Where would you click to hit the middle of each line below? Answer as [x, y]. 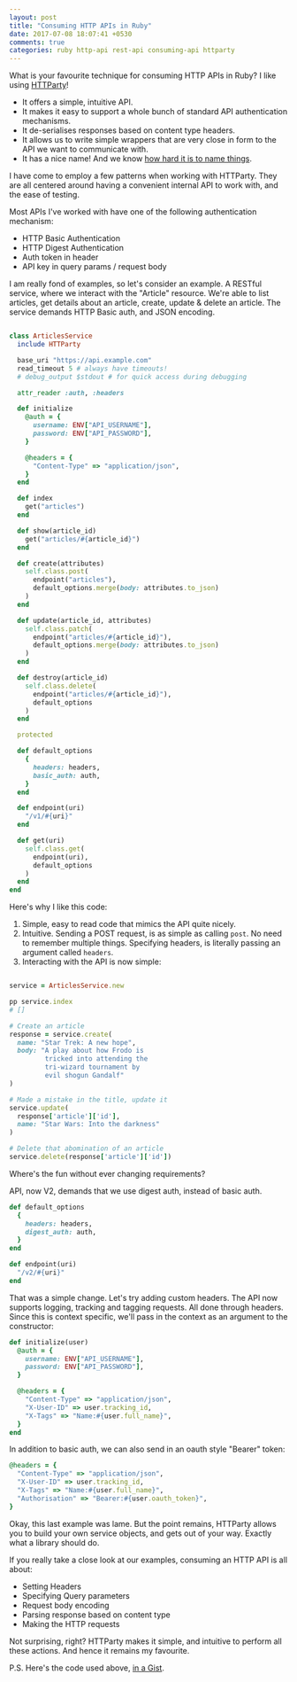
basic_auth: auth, [66, 775]
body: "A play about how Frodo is [80, 1051]
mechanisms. [46, 121]
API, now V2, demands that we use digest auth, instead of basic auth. [136, 1191]
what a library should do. [54, 1542]
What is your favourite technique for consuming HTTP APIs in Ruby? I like [143, 75]
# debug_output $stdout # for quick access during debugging [132, 377]
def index [35, 498]
